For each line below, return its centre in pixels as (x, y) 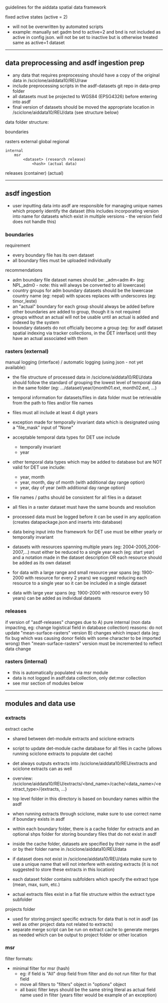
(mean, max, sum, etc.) (36, 884)
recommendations (24, 270)
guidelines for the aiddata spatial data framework (56, 7)
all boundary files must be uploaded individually (62, 260)
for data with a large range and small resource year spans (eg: (76, 572)
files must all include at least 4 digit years (55, 413)
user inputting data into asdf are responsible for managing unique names (87, 205)
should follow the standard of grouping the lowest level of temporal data (87, 383)
